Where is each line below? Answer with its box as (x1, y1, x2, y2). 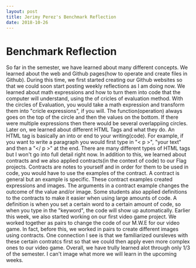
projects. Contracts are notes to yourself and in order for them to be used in (6, 163, 189, 170)
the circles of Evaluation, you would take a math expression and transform (6, 101, 185, 108)
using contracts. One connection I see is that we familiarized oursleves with (6, 232, 188, 239)
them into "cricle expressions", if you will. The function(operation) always (6, 108, 183, 115)
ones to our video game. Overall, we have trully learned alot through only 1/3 (6, 244, 190, 252)
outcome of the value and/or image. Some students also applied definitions (6, 188, 187, 195)
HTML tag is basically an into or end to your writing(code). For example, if (6, 132, 184, 139)
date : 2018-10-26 (6, 19, 49, 25)
